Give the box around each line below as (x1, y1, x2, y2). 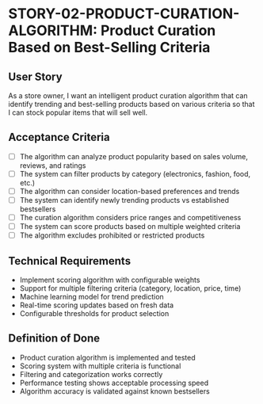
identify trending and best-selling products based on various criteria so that (8, 100, 255, 109)
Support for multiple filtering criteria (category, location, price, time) (19, 284, 242, 293)
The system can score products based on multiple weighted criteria (19, 222, 241, 231)
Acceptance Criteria (8, 131, 110, 144)
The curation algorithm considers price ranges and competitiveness (19, 213, 242, 223)
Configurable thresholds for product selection (19, 309, 170, 318)
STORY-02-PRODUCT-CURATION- (8, 5, 240, 23)
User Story (8, 70, 63, 83)
